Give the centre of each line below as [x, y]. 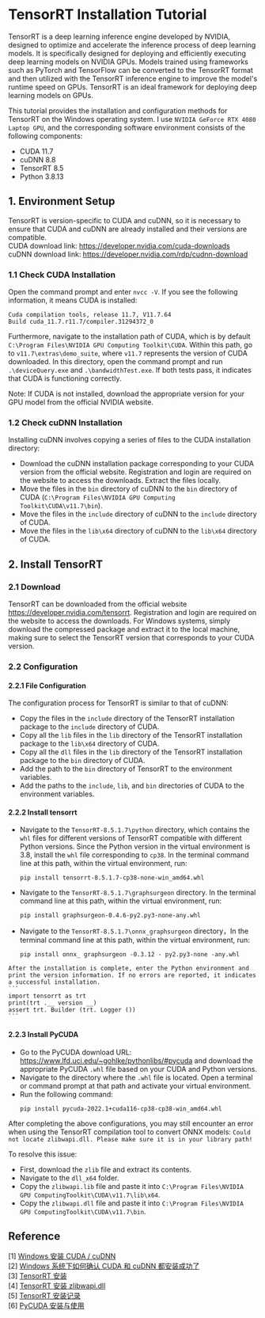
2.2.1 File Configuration [47, 686]
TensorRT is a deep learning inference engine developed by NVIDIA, [119, 36]
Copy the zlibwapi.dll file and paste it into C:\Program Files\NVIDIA [131, 1203]
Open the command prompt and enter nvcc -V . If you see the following [123, 292]
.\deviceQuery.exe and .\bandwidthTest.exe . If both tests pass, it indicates [130, 370]
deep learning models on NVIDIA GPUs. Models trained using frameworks [129, 62]
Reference [34, 1236]
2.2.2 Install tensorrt [43, 812]
